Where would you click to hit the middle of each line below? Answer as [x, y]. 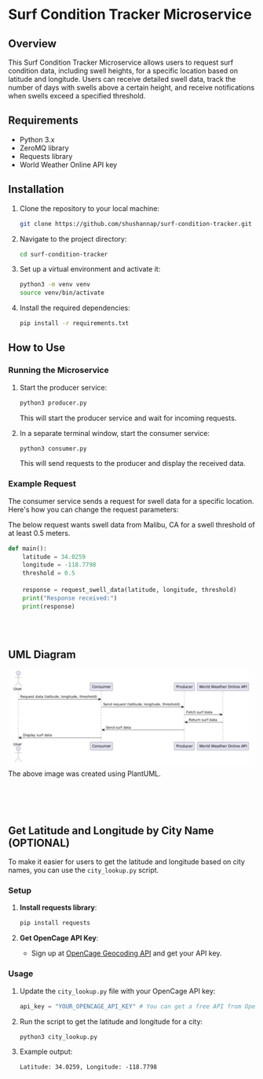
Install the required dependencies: [75, 308]
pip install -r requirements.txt [74, 323]
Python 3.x [37, 139]
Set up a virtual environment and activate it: [90, 269]
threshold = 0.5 [49, 573]
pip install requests [55, 923]
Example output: [46, 1051]
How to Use [37, 348]
